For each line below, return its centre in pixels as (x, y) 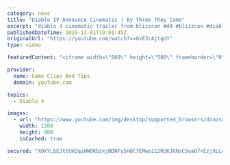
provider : (21, 70)
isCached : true (41, 138)
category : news (29, 13)
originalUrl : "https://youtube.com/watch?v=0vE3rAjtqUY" (90, 39)
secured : (20, 151)
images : (18, 113)
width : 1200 (36, 126)
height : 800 (36, 132)
